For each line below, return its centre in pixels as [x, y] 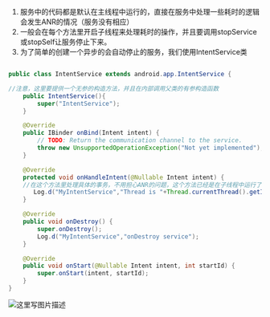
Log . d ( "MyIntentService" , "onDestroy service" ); [118, 236]
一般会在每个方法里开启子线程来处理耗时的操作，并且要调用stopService [138, 32]
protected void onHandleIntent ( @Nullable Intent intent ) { [124, 177]
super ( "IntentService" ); [79, 104]
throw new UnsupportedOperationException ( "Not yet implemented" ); [151, 148]
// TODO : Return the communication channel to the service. [140, 140]
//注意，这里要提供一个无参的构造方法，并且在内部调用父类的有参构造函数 [114, 88]
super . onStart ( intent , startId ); [93, 274]
